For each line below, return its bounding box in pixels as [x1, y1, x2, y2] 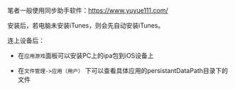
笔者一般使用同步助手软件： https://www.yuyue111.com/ [7, 6, 168, 14]
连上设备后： [7, 36, 45, 45]
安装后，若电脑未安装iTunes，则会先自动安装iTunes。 [7, 21, 165, 30]
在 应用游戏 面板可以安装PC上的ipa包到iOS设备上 [17, 52, 154, 60]
